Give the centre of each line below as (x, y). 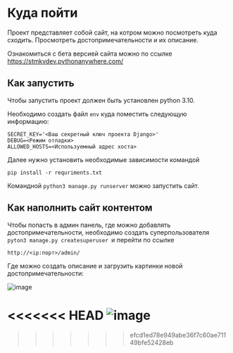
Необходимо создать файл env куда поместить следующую (97, 113)
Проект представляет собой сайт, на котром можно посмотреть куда (112, 32)
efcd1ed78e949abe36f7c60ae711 (178, 335)
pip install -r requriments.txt (55, 173)
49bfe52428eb (152, 342)
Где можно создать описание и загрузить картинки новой (95, 266)
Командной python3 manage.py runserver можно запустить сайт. (103, 185)
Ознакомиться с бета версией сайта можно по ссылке (90, 54)
